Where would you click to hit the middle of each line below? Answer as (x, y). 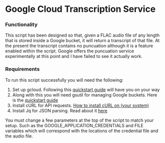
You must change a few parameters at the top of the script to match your (80, 120)
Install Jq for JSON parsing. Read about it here (60, 110)
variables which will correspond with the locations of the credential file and (82, 131)
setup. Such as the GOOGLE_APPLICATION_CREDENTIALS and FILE (74, 125)
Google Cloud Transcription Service (81, 9)
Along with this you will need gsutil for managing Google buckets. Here (85, 95)
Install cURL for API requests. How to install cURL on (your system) (81, 105)
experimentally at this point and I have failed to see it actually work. (74, 56)
